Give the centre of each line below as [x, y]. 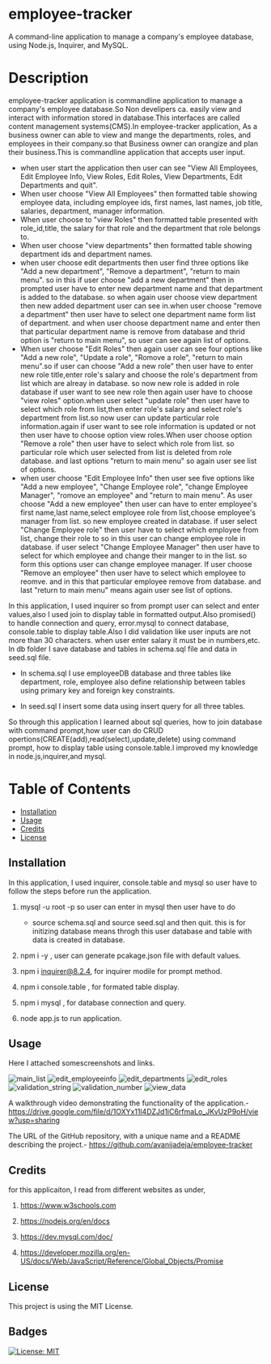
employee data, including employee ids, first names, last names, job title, [141, 202]
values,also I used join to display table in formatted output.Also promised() [132, 614]
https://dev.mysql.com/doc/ [66, 1237]
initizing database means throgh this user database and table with [142, 931]
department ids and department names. [86, 254]
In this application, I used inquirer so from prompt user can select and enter [134, 606]
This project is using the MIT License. [71, 1306]
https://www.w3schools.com [68, 1206]
